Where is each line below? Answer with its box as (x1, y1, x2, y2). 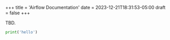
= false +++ (5, 10, 30, 16)
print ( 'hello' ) (5, 30, 38, 35)
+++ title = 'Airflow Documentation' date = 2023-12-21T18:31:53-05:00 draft (5, 5, 166, 10)
